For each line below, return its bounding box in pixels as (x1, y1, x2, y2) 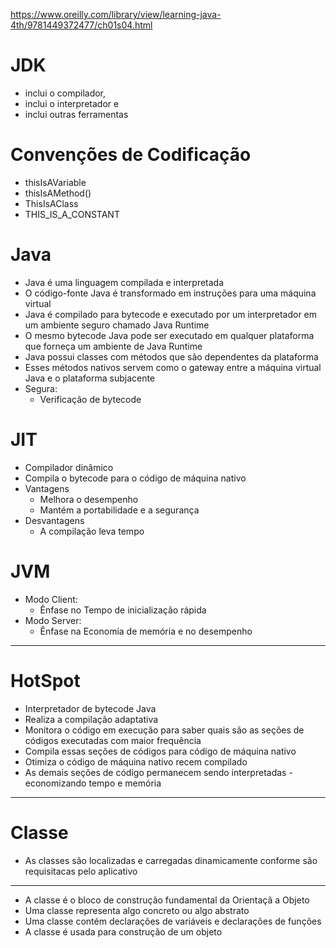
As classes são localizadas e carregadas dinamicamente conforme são (24, 854, 318, 866)
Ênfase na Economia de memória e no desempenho (39, 625, 253, 637)
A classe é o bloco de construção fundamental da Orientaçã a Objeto (24, 894, 310, 906)
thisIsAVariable (24, 176, 87, 188)
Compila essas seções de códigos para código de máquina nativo (24, 745, 297, 757)
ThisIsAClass (24, 197, 79, 209)
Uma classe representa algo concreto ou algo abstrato (24, 904, 250, 916)
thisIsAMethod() (24, 187, 92, 199)
